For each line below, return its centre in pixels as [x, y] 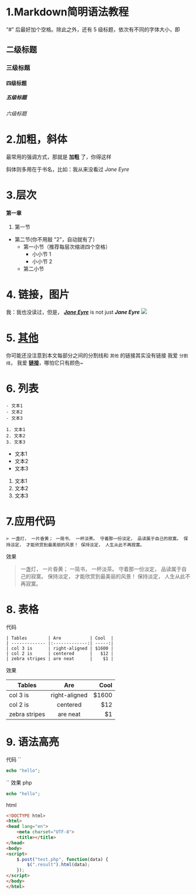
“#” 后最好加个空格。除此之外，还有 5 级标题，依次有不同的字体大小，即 [93, 29]
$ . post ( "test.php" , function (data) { [63, 859]
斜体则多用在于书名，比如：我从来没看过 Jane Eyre [68, 169]
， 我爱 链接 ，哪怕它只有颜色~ [47, 363]
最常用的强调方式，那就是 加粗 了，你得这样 [59, 157]
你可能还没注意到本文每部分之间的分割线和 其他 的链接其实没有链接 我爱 [92, 355]
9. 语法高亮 [33, 742]
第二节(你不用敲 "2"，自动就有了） [56, 240]
